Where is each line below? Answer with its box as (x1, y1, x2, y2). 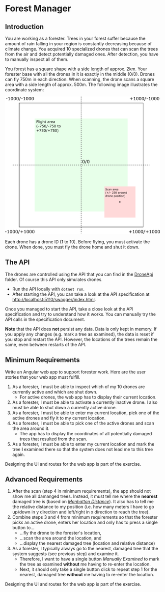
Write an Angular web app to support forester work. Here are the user (5, 369, 146, 375)
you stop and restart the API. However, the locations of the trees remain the (5, 336, 158, 342)
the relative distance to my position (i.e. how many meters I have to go (12, 504, 155, 510)
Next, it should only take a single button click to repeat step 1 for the (19, 566, 158, 572)
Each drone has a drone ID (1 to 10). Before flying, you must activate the (5, 239, 150, 245)
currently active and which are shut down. (12, 389, 98, 395)
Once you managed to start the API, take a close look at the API (5, 306, 134, 312)
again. (12, 451, 25, 457)
